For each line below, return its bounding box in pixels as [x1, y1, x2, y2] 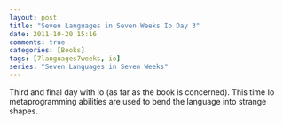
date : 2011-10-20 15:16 [9, 29, 98, 38]
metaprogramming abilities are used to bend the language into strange [9, 96, 267, 106]
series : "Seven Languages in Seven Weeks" [9, 63, 169, 72]
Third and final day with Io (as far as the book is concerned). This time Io [9, 86, 275, 98]
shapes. [9, 105, 38, 116]
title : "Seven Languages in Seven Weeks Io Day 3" [9, 21, 200, 30]
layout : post [9, 12, 58, 22]
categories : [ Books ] [9, 46, 86, 55]
